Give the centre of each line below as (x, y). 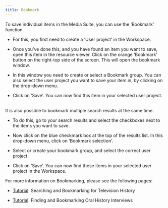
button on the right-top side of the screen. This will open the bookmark (86, 60)
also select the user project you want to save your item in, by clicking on (88, 80)
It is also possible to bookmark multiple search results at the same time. (80, 110)
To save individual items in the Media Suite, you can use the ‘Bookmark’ (80, 24)
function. (15, 29)
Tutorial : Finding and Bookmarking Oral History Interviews (73, 200)
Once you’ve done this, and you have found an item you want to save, (85, 49)
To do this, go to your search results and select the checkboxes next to (86, 120)
